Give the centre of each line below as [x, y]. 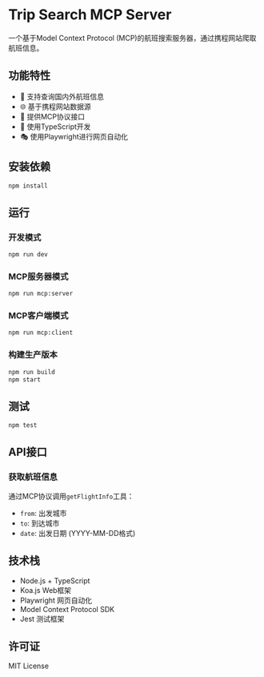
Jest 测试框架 [42, 619]
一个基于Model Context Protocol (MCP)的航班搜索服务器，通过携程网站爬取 [132, 38]
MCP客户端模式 [38, 316]
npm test [23, 425]
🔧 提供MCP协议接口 [52, 116]
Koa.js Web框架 [46, 590]
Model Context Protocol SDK [67, 609]
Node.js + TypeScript [55, 580]
